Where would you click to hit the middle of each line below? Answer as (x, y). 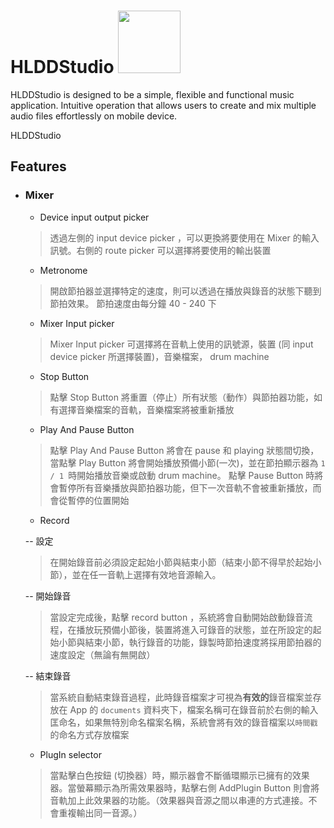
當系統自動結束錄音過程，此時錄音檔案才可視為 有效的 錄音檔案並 (181, 697)
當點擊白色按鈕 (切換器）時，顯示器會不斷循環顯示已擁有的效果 (179, 775)
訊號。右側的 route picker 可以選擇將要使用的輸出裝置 (160, 250)
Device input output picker (94, 217)
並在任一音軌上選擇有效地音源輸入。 (146, 574)
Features (38, 166)
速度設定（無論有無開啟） (102, 654)
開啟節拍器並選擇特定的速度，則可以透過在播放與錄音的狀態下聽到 (185, 291)
